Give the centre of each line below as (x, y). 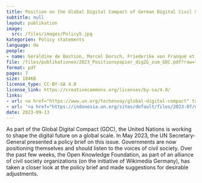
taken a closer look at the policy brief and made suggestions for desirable (97, 167)
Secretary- (182, 136)
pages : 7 (17, 73)
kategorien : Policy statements (45, 40)
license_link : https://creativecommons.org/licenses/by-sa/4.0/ (88, 90)
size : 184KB (21, 79)
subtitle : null (25, 17)
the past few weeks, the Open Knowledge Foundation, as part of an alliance (100, 155)
